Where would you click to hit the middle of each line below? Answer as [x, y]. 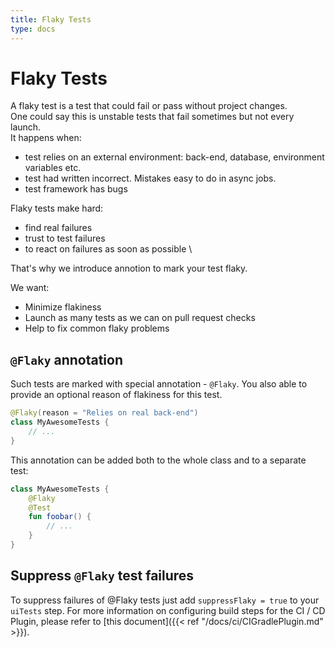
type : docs [33, 29]
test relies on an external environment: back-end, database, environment [174, 157]
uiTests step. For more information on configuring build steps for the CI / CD [168, 610]
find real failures [58, 228]
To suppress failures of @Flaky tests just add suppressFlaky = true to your [165, 600]
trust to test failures [65, 238]
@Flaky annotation [66, 359]
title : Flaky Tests [51, 19]
